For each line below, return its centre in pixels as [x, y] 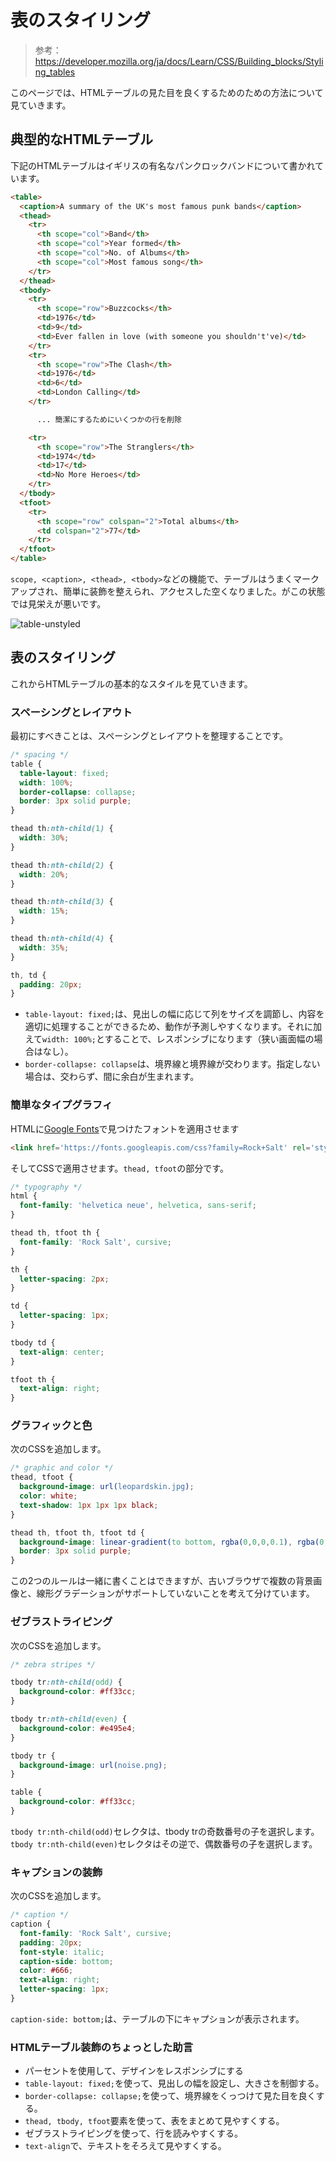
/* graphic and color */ [62, 1468]
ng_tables [55, 72]
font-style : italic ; [62, 1952]
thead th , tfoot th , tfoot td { [77, 1532]
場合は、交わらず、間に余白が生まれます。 [112, 1077]
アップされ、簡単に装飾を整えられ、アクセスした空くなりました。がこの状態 [168, 591]
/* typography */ [46, 1187]
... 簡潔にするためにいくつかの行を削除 [109, 419]
